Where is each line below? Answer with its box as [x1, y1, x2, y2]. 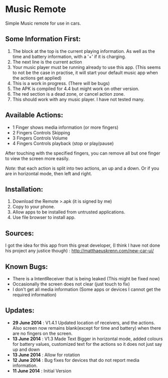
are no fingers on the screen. [12, 330, 73, 336]
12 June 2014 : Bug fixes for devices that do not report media [12, 357, 139, 363]
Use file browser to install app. [12, 214, 76, 220]
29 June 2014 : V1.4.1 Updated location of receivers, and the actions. [12, 320, 155, 326]
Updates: [5, 306, 35, 315]
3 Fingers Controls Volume [12, 135, 68, 141]
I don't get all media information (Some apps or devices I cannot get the [12, 286, 161, 292]
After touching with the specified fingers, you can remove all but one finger [5, 150, 160, 156]
